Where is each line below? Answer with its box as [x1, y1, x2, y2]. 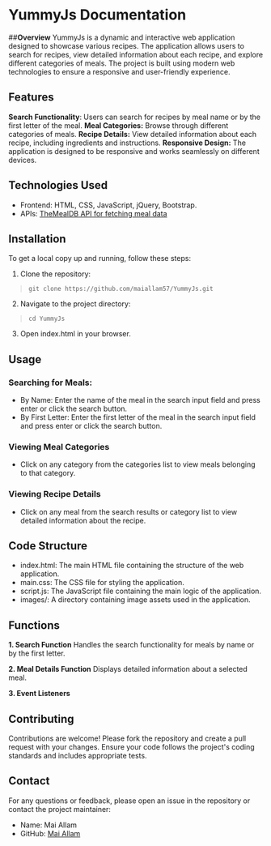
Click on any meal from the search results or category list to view [19, 506, 237, 516]
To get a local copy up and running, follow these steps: [8, 254, 192, 263]
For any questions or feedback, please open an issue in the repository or [8, 796, 251, 805]
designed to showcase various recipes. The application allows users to [8, 41, 245, 50]
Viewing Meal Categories [8, 441, 110, 452]
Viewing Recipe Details [8, 489, 101, 500]
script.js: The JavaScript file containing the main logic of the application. [19, 586, 261, 596]
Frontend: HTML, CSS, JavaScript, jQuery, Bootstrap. [19, 200, 197, 210]
